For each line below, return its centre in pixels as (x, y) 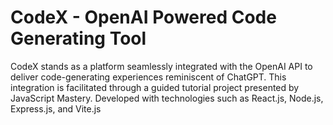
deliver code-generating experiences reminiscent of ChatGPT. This (148, 77)
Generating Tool (78, 38)
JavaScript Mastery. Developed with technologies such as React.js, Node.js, (167, 98)
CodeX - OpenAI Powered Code (143, 17)
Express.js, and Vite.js (56, 108)
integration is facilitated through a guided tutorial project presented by (155, 87)
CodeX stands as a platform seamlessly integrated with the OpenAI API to (161, 66)
